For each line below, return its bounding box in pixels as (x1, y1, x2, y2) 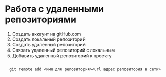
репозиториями (5, 14, 76, 25)
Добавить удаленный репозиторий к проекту (12, 52, 112, 59)
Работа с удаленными (5, 3, 105, 15)
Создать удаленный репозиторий (12, 41, 86, 47)
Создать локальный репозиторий (12, 36, 86, 42)
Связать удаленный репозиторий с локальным (12, 47, 115, 53)
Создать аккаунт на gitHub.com (12, 31, 81, 37)
